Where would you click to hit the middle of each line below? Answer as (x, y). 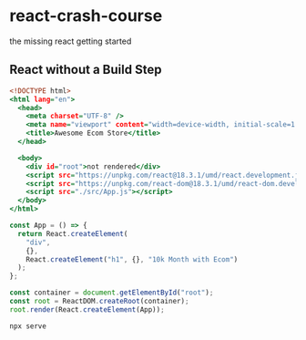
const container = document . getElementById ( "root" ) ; (112, 293)
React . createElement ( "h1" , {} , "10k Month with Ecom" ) (132, 259)
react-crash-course (86, 16)
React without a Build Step (86, 70)
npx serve (28, 326)
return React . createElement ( (73, 233)
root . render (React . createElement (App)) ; (87, 309)
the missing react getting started (71, 41)
